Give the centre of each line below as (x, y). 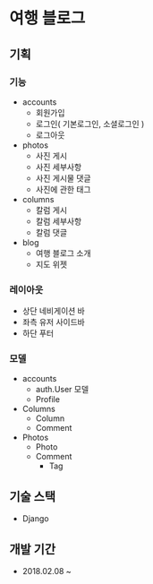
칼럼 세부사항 (59, 221)
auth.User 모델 (62, 390)
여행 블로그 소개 (63, 253)
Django (35, 519)
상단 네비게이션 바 (53, 311)
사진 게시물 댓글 (63, 178)
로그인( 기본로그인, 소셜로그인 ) (90, 124)
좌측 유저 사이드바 (53, 322)
